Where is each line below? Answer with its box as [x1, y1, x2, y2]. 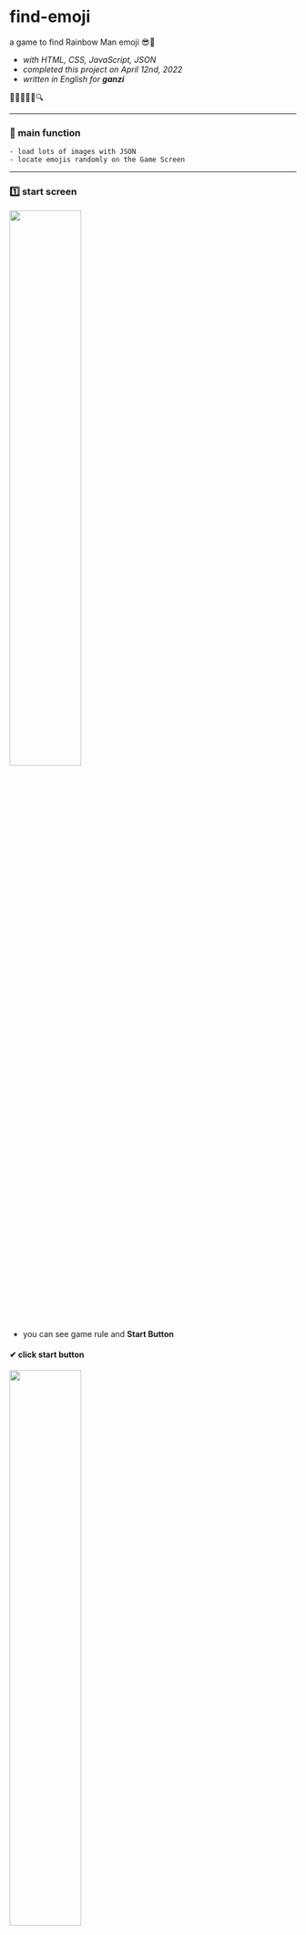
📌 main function [9, 126, 81, 139]
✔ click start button [9, 1349, 85, 1360]
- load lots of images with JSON [9, 148, 137, 157]
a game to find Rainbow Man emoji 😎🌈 [9, 36, 156, 47]
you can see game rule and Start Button [22, 1328, 175, 1339]
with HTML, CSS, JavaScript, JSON [22, 54, 157, 65]
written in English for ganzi [22, 73, 125, 84]
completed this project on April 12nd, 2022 [22, 64, 183, 75]
